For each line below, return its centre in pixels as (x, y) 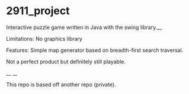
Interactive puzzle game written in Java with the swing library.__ (84, 27)
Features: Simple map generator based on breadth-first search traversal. (95, 50)
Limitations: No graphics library (44, 38)
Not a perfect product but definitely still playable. (66, 61)
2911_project (38, 11)
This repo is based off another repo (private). (61, 85)
